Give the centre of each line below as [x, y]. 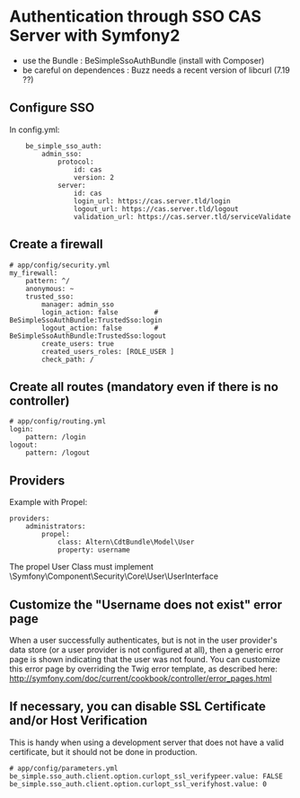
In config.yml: [35, 129]
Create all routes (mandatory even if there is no [144, 387]
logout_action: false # [100, 328]
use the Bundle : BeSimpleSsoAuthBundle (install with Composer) [143, 60]
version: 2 [94, 177]
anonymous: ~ [50, 288]
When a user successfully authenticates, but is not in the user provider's [143, 640]
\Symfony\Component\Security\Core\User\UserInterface [114, 576]
